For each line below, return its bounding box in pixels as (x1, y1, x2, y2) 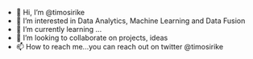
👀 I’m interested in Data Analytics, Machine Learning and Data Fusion (15, 16, 246, 26)
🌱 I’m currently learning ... (15, 25, 102, 33)
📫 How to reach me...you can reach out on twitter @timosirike (15, 42, 224, 51)
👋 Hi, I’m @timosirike (15, 8, 85, 17)
